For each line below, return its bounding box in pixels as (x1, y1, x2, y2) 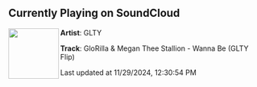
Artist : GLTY (60, 27, 102, 37)
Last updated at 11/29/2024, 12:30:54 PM (60, 68, 197, 77)
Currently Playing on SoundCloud (8, 6, 180, 20)
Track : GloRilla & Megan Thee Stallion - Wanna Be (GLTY (60, 43, 249, 53)
